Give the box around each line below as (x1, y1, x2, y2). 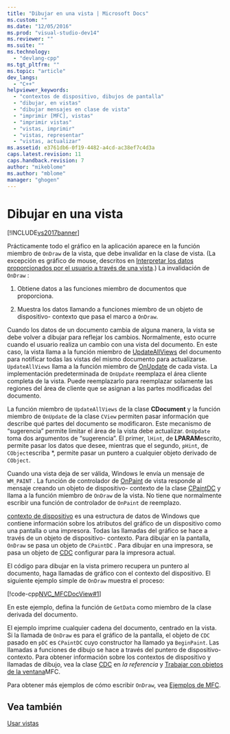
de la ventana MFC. (7, 668, 60, 676)
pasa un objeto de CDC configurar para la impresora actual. (7, 548, 176, 557)
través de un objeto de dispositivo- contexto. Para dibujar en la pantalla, (7, 534, 211, 542)
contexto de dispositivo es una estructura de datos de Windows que (7, 512, 200, 520)
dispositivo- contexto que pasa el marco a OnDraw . (16, 312, 159, 321)
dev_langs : (7, 74, 38, 81)
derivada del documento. (7, 610, 78, 619)
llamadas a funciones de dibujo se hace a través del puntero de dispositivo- (7, 646, 222, 654)
